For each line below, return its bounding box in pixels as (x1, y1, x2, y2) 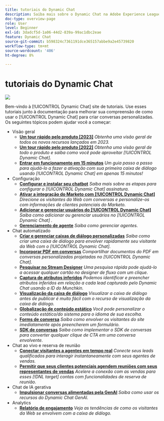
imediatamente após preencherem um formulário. (19, 322, 120, 328)
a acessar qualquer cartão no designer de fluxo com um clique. (19, 269, 148, 275)
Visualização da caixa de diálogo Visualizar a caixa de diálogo (19, 290, 147, 296)
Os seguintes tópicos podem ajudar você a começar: (5, 119, 111, 125)
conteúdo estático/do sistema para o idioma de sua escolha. (19, 311, 143, 317)
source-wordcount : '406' (5, 48, 56, 53)
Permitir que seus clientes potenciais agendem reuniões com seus (19, 364, 158, 369)
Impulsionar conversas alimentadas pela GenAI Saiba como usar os (19, 390, 159, 395)
